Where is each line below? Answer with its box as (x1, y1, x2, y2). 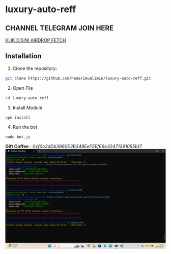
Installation (5, 52, 42, 60)
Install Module (12, 104, 42, 111)
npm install (5, 115, 31, 120)
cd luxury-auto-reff (5, 95, 49, 100)
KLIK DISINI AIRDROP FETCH (5, 37, 66, 43)
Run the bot (12, 124, 37, 130)
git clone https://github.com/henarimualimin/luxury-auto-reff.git (5, 76, 152, 81)
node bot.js (5, 134, 31, 140)
